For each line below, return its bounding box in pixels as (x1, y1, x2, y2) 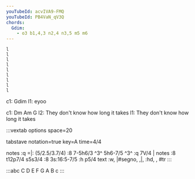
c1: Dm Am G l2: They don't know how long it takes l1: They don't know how (6, 109, 189, 116)
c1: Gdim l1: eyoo (6, 98, 47, 105)
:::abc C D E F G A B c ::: (6, 167, 65, 174)
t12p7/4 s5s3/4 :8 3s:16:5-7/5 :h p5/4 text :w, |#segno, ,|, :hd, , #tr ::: (6, 156, 172, 163)
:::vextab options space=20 (6, 127, 73, 134)
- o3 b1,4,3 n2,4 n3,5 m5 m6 (16, 31, 88, 36)
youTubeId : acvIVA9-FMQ (6, 8, 65, 15)
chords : (6, 19, 25, 25)
